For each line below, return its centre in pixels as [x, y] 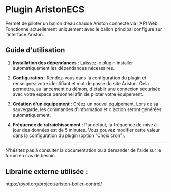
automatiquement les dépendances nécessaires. [64, 68]
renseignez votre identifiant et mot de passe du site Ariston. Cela [81, 83]
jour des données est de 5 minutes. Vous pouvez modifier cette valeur [86, 130]
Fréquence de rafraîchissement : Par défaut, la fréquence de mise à [84, 125]
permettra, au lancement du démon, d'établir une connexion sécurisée [87, 89]
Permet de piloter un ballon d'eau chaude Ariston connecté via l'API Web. [82, 23]
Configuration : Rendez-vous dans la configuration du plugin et [79, 78]
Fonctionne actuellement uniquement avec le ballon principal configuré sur [84, 29]
